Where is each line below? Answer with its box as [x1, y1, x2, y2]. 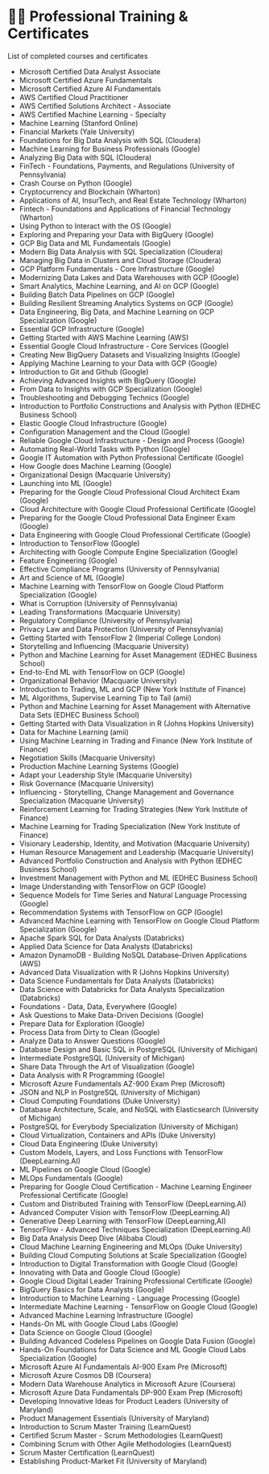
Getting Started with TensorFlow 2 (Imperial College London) [19, 633, 221, 643]
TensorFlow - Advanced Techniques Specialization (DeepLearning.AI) [19, 1225, 251, 1234]
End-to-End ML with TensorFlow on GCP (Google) [19, 667, 186, 676]
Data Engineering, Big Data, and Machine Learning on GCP [19, 307, 215, 316]
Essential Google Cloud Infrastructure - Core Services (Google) [19, 341, 230, 350]
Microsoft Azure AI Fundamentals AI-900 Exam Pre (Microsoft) [19, 1362, 228, 1371]
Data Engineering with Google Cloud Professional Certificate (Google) [19, 530, 251, 539]
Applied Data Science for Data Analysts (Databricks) [19, 941, 193, 951]
